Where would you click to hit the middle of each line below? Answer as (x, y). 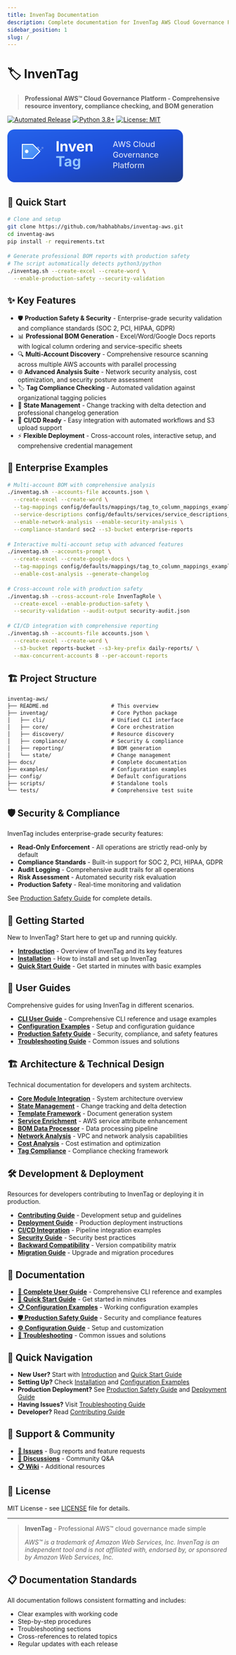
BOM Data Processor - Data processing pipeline (87, 1128)
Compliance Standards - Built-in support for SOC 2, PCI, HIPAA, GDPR (120, 862)
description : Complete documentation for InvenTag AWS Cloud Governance (116, 22)
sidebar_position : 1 (38, 30)
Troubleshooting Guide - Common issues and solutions (98, 1041)
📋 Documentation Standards (72, 1580)
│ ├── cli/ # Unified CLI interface (96, 720)
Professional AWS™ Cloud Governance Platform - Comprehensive (122, 99)
